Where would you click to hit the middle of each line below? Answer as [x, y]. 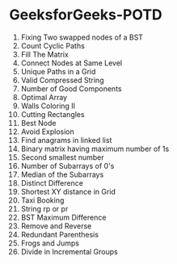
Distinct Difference [52, 182]
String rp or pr [44, 208]
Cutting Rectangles [53, 114]
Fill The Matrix [45, 54]
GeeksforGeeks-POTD [86, 15]
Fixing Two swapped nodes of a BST [82, 37]
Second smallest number [62, 157]
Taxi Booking [42, 200]
